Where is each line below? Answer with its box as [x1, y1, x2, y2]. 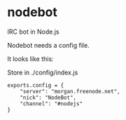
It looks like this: [7, 54, 54, 63]
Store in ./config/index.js [7, 68, 78, 76]
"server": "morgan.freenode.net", [20, 88, 120, 95]
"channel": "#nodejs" [20, 100, 83, 107]
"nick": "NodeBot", [20, 94, 77, 101]
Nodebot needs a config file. [7, 41, 90, 49]
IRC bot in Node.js [7, 27, 59, 36]
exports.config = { [7, 81, 64, 88]
